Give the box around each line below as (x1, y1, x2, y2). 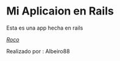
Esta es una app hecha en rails (6, 24, 83, 31)
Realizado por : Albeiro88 (6, 47, 70, 55)
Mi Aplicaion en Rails (6, 4, 114, 18)
